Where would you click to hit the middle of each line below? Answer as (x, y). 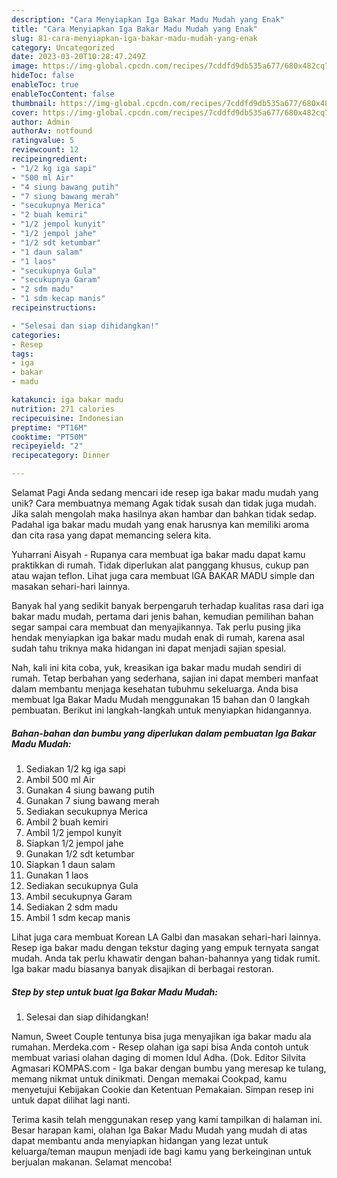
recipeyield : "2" (47, 446)
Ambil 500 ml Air (60, 779)
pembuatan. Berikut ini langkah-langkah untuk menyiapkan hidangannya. (162, 710)
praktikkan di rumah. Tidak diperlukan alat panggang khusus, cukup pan (160, 565)
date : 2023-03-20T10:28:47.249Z (78, 57)
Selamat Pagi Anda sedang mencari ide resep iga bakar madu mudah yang (165, 492)
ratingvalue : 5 (43, 141)
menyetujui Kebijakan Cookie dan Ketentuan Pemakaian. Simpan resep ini (162, 1089)
